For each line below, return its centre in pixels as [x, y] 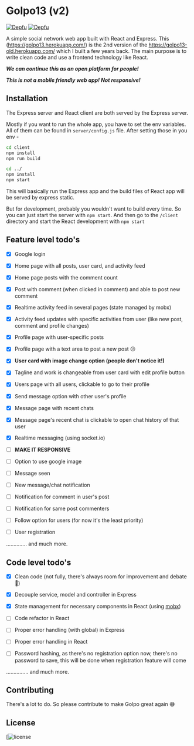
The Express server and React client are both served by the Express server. [97, 112]
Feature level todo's [43, 240]
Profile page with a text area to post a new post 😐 [75, 349]
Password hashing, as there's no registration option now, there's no [96, 654]
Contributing [30, 690]
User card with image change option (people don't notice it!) [90, 361]
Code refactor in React [42, 618]
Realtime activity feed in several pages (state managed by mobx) [93, 308]
